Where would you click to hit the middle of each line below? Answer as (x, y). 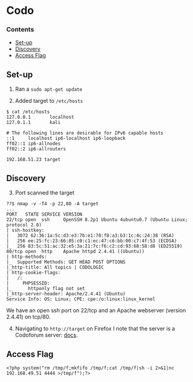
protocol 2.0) (24, 225)
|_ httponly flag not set (46, 289)
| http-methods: (27, 257)
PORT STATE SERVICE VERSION (44, 215)
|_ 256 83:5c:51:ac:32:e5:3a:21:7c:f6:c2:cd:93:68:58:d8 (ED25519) (94, 246)
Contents (20, 30)
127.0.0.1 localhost (40, 117)
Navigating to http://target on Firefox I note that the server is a (95, 329)
